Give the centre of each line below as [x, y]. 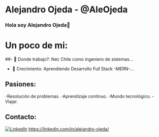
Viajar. [12, 101]
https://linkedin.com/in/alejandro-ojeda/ [69, 129]
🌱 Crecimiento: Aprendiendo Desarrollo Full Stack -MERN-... [73, 69]
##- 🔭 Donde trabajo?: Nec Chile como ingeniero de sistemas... [69, 59]
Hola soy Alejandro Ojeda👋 [38, 25]
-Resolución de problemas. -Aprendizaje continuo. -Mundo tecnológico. [78, 96]
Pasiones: [21, 84]
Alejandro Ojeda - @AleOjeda [66, 10]
